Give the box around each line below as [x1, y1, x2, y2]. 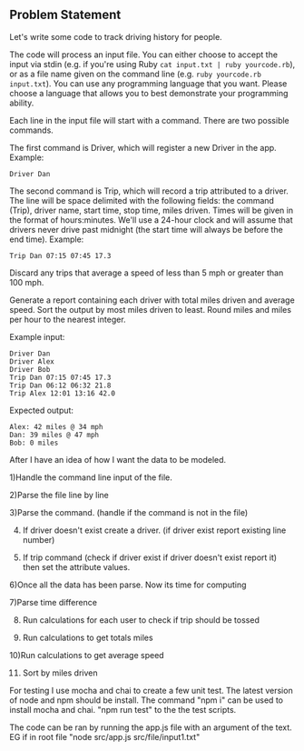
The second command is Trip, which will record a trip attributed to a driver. [9, 185, 289, 196]
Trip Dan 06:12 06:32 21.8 [9, 381, 112, 390]
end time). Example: [9, 234, 84, 245]
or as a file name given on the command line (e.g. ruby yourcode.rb [9, 68, 261, 79]
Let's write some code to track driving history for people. [9, 31, 222, 42]
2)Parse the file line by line [9, 489, 109, 500]
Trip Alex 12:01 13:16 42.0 [9, 388, 116, 398]
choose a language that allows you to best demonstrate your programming [9, 87, 289, 98]
